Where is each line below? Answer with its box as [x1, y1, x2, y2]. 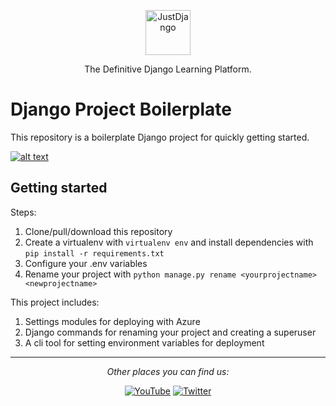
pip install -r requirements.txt [24, 248, 165, 259]
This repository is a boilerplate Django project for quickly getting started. [10, 131, 310, 143]
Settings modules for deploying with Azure [24, 315, 201, 327]
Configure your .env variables [24, 257, 148, 269]
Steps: [10, 206, 37, 218]
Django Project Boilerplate [10, 98, 232, 121]
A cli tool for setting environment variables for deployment [24, 336, 265, 349]
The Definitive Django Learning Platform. [84, 63, 252, 75]
